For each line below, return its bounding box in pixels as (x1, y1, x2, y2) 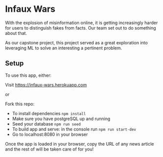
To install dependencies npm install (12, 110, 86, 116)
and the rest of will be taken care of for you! (5, 146, 94, 152)
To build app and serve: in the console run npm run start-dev (12, 126, 136, 132)
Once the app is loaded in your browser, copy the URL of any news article (5, 141, 154, 147)
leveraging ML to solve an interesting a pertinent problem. (5, 45, 122, 51)
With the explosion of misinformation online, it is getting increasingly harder (5, 20, 158, 26)
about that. (5, 30, 27, 36)
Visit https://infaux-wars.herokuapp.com (5, 82, 87, 88)
